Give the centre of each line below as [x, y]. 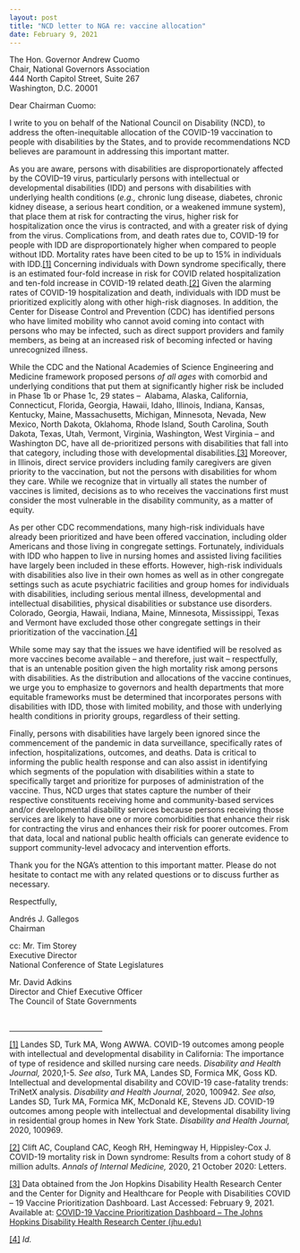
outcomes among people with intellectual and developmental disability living [150, 1111]
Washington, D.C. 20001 [54, 88]
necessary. [30, 885]
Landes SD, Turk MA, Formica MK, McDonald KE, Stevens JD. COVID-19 [142, 1102]
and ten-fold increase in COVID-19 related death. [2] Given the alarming [140, 283]
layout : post [34, 17]
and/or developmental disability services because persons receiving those [147, 810]
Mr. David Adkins [41, 982]
